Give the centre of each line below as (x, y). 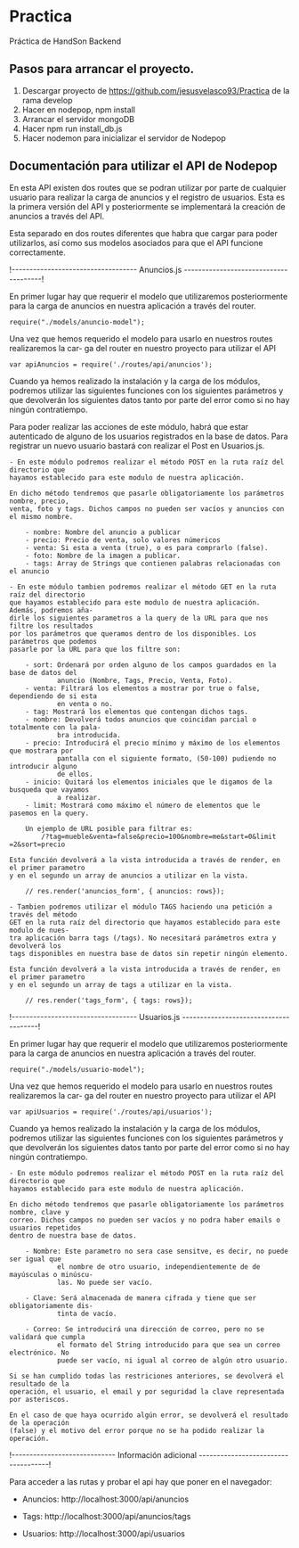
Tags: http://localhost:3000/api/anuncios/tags (106, 1516)
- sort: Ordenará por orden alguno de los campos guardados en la (151, 665)
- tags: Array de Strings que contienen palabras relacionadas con (153, 564)
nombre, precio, (39, 501)
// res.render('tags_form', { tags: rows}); (109, 1000)
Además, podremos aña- (51, 610)
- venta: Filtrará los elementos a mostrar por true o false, (143, 688)
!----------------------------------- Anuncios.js (96, 269)
